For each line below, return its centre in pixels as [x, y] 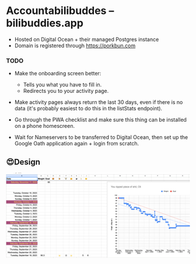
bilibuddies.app [45, 23]
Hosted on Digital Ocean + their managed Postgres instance [87, 39]
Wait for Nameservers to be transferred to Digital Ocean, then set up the [101, 137]
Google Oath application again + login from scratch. [76, 144]
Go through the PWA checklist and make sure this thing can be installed [100, 120]
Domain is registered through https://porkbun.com [75, 46]
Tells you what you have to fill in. [62, 85]
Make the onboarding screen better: [58, 74]
